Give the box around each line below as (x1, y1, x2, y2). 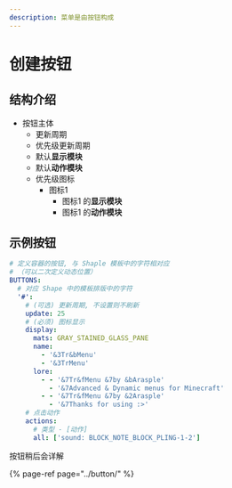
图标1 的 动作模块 (61, 207, 123, 217)
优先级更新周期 (35, 140, 91, 150)
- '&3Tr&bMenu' (41, 351, 98, 360)
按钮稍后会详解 (9, 451, 64, 461)
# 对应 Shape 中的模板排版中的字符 (17, 284, 133, 294)
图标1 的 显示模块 (61, 195, 123, 206)
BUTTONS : (9, 276, 42, 285)
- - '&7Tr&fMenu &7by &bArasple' (41, 375, 165, 384)
